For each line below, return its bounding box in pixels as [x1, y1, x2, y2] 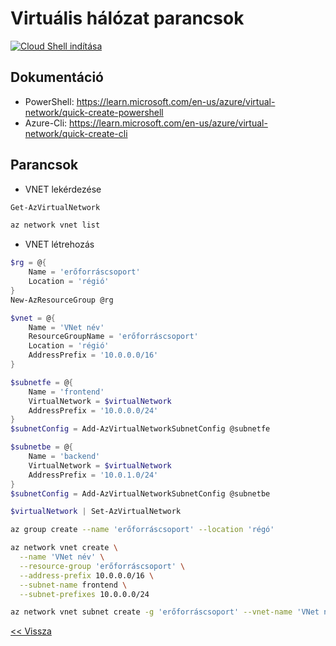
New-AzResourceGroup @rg [10, 295, 114, 305]
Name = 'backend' [28, 452, 101, 462]
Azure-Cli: [24, 117, 68, 129]
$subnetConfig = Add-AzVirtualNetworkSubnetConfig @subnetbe [10, 488, 271, 499]
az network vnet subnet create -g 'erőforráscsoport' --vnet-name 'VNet [10, 607, 320, 617]
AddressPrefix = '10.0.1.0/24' [28, 470, 159, 480]
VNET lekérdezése [24, 183, 102, 195]
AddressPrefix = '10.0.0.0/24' [28, 405, 159, 416]
